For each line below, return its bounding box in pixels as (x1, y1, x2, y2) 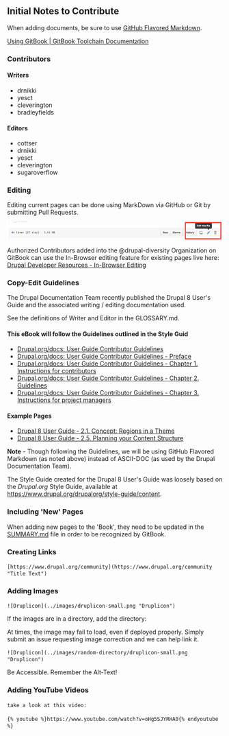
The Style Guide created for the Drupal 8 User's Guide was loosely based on (7, 475, 223, 484)
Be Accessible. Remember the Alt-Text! (7, 668, 118, 676)
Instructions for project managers (16, 396, 111, 404)
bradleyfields (16, 108, 55, 116)
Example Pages (7, 412, 52, 420)
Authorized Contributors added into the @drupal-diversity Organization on (7, 246, 217, 254)
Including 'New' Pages (7, 507, 84, 517)
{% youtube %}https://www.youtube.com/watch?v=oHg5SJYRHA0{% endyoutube (7, 715, 219, 722)
